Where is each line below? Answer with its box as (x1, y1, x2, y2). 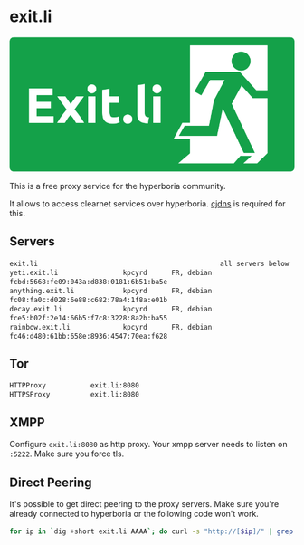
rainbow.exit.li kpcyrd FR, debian (9, 322, 213, 331)
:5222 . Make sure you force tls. (9, 448, 125, 459)
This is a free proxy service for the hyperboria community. (9, 180, 226, 191)
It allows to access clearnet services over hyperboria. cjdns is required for (9, 197, 287, 209)
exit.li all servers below (9, 259, 290, 268)
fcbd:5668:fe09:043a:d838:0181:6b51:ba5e (9, 277, 168, 286)
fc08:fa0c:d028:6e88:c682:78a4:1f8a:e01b (9, 295, 168, 304)
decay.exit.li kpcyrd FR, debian (9, 304, 213, 313)
